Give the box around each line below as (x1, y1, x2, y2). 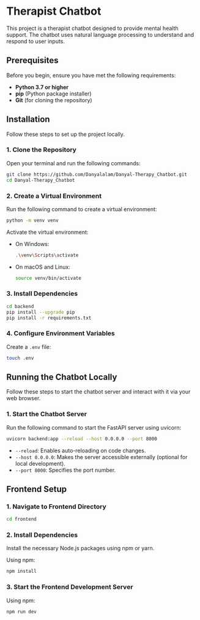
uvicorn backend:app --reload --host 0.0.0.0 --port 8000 (6, 436, 157, 442)
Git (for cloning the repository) (15, 96, 93, 103)
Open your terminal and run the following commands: (6, 159, 141, 166)
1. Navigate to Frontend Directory (6, 502, 107, 510)
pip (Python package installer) (15, 90, 92, 97)
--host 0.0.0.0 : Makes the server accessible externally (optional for (15, 453, 188, 460)
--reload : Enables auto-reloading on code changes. (15, 447, 146, 454)
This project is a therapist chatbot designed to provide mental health (6, 24, 179, 32)
